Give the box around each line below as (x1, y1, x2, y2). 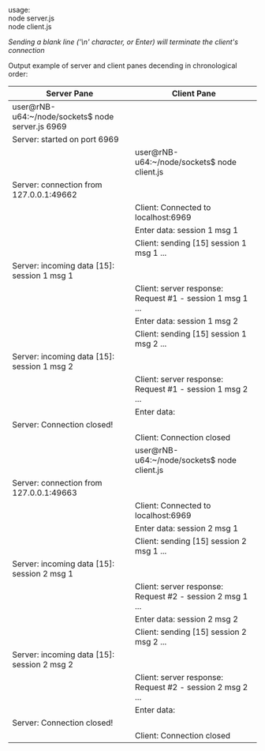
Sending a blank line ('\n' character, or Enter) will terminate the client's (8, 37, 239, 47)
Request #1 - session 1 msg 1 (135, 293, 248, 303)
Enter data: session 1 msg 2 (135, 316, 238, 326)
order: (8, 69, 28, 78)
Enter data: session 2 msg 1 (135, 523, 238, 534)
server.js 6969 (12, 121, 67, 132)
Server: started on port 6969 (12, 134, 120, 145)
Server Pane (46, 88, 94, 99)
